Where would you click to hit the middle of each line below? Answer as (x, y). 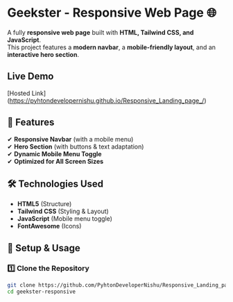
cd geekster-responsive (42, 292)
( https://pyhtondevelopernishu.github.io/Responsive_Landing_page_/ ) (107, 100)
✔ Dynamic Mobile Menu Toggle (54, 153)
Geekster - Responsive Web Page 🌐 (112, 13)
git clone (21, 285)
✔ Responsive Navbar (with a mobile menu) (70, 139)
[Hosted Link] (27, 93)
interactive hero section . (43, 54)
